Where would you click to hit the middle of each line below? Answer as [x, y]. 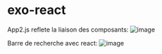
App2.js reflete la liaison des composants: [68, 29]
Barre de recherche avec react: [52, 43]
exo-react [37, 10]
